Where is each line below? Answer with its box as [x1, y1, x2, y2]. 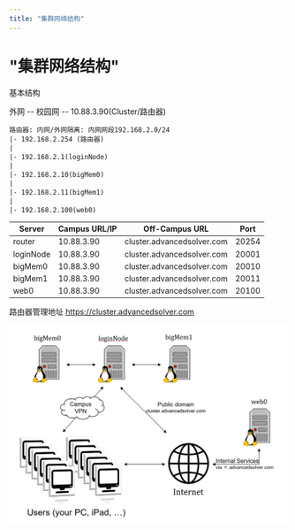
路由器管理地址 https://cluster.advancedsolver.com [9, 306, 194, 317]
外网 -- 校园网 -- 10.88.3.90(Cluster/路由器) [9, 106, 166, 117]
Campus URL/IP [57, 224, 117, 234]
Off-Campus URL [143, 224, 209, 234]
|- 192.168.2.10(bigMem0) [9, 170, 104, 179]
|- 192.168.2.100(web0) [9, 205, 97, 214]
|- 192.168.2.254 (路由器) [9, 134, 104, 143]
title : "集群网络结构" [9, 14, 85, 23]
